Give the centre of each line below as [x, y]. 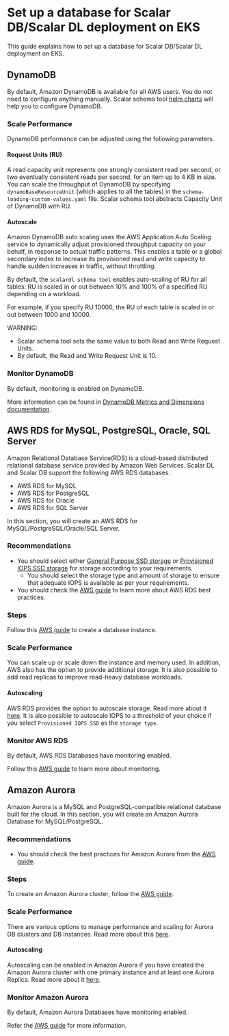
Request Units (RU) [35, 154]
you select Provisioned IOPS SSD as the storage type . [83, 723]
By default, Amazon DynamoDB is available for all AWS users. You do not [110, 91]
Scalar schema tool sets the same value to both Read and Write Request [119, 341]
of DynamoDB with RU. [39, 206]
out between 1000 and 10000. [49, 315]
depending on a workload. [44, 294]
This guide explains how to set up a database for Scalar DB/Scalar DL [105, 46]
